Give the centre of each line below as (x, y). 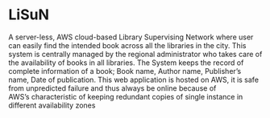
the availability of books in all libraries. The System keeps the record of (126, 63)
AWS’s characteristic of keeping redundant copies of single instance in (126, 96)
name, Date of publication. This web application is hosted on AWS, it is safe (134, 79)
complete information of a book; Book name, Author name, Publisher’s (125, 71)
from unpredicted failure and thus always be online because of (112, 88)
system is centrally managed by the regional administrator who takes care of (135, 54)
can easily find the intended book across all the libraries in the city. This (127, 45)
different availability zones (52, 105)
